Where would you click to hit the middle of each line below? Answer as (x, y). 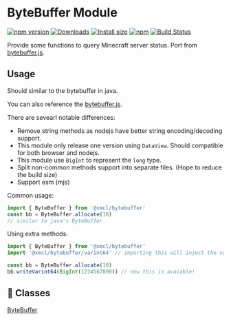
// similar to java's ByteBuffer (55, 221)
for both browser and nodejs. (58, 152)
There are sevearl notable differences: (61, 117)
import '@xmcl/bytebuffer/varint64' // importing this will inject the (112, 253)
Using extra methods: (38, 234)
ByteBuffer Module (63, 13)
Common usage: (31, 195)
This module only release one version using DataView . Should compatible (120, 145)
